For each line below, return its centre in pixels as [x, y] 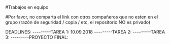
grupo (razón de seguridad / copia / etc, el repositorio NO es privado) [78, 22]
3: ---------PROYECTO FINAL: [37, 37]
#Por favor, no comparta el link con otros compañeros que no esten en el [82, 17]
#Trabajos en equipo [27, 7]
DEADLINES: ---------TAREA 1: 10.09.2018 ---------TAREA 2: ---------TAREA [85, 32]
